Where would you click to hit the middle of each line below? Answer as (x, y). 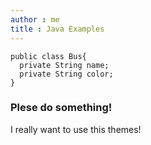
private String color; (66, 74)
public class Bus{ (48, 56)
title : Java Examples (57, 29)
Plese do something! (61, 108)
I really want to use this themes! (76, 129)
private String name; (64, 65)
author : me (35, 19)
